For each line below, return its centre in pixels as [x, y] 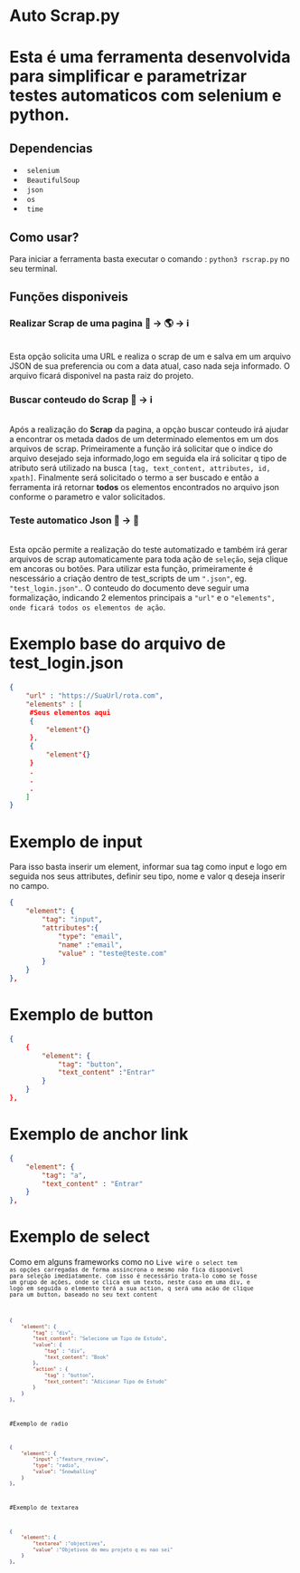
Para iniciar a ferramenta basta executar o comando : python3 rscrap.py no [150, 259]
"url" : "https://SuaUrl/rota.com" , [95, 696]
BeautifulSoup [53, 181]
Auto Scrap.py [65, 16]
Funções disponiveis [69, 297]
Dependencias [51, 148]
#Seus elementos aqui [70, 712]
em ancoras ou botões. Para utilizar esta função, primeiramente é [131, 569]
